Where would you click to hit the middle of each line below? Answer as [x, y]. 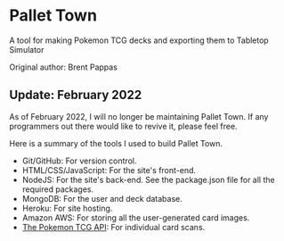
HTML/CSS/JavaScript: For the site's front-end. [109, 170]
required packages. [58, 189]
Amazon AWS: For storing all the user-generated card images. [136, 217]
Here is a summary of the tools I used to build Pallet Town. [116, 143]
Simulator [27, 49]
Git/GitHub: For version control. [79, 161]
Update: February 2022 [76, 95]
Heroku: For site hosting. [67, 208]
